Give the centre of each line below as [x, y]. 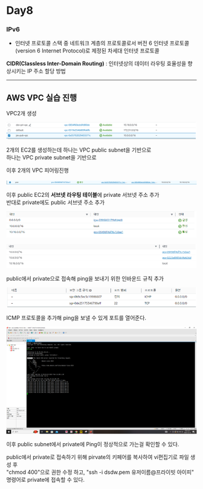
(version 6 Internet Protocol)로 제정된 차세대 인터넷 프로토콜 [87, 51]
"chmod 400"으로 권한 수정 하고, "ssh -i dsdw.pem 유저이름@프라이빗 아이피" [100, 472]
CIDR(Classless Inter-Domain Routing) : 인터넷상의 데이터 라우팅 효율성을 [96, 63]
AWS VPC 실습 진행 [42, 97]
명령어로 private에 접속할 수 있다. [46, 479]
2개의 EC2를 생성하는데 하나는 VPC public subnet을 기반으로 [79, 150]
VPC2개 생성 [21, 113]
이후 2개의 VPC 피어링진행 [38, 170]
